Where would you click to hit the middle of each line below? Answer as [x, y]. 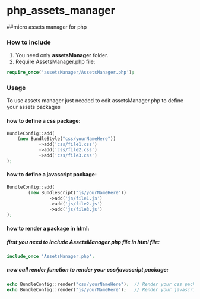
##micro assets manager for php [47, 27]
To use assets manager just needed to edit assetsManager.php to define [95, 101]
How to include [29, 42]
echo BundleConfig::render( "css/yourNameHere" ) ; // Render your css [95, 284]
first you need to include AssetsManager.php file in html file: [83, 242]
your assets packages [34, 107]
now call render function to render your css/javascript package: [88, 270]
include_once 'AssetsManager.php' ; [51, 256]
